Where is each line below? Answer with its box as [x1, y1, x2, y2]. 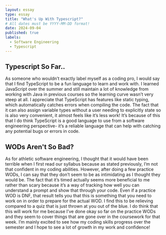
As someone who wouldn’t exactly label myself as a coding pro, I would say [5, 75, 160, 82]
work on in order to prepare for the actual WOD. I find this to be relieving [5, 198, 153, 204]
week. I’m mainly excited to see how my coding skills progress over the [5, 219, 151, 225]
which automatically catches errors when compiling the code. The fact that [5, 102, 159, 108]
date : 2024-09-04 [5, 26, 41, 31]
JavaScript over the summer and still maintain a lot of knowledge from [5, 86, 149, 92]
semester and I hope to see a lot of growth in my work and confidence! [5, 224, 151, 231]
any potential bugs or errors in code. [5, 128, 80, 134]
